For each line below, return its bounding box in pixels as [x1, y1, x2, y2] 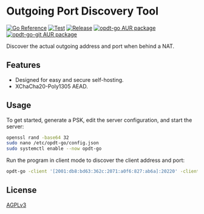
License [6, 185, 37, 195]
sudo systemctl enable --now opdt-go [6, 145, 102, 152]
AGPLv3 [6, 201, 27, 209]
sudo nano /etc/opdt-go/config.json [6, 140, 99, 146]
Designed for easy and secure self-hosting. [15, 76, 124, 83]
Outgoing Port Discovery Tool [6, 4, 159, 18]
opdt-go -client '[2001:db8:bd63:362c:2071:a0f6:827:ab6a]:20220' [6, 169, 178, 175]
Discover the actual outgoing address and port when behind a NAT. [6, 42, 175, 50]
